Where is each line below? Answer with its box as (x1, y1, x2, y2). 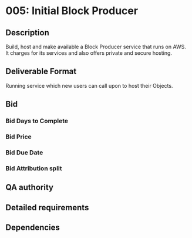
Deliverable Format (5, 67, 77, 77)
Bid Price (5, 133, 32, 141)
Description (5, 28, 49, 38)
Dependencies (5, 223, 60, 233)
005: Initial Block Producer (5, 4, 139, 18)
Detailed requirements (5, 202, 89, 213)
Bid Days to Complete (5, 117, 69, 125)
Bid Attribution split (5, 164, 62, 172)
